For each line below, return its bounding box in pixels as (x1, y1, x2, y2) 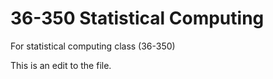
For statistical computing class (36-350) (10, 40, 176, 52)
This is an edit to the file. (10, 59, 112, 71)
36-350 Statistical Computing (10, 7, 265, 30)
